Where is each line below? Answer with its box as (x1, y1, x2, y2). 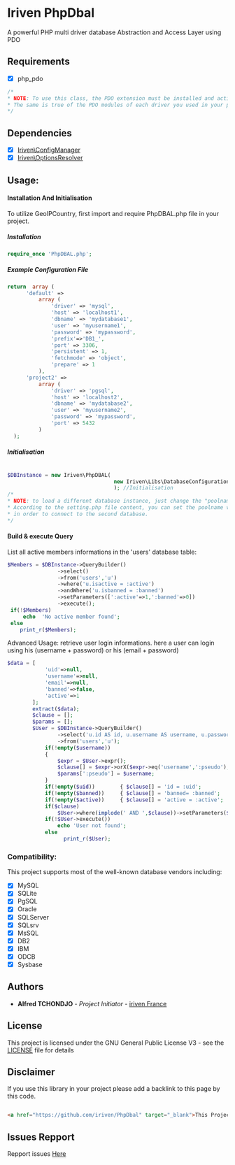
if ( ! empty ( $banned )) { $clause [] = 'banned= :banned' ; (44, 789, 220, 796)
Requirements (7, 56, 70, 68)
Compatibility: (7, 852, 57, 862)
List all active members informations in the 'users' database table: (7, 548, 197, 556)
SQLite (17, 889, 37, 898)
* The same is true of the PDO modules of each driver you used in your (7, 101, 224, 108)
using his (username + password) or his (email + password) (7, 646, 179, 655)
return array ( (7, 283, 55, 290)
